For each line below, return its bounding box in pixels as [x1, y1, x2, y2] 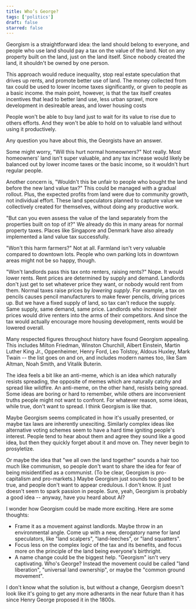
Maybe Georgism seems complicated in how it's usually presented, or [6, 414, 174, 421]
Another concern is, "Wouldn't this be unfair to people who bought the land [6, 178, 187, 185]
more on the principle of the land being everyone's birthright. [14, 548, 162, 555]
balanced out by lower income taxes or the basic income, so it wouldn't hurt [6, 161, 189, 168]
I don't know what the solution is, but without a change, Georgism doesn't [6, 584, 184, 591]
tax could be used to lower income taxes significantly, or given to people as [6, 83, 188, 91]
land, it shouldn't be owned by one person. [6, 60, 109, 67]
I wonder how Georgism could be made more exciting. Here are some [6, 505, 174, 512]
